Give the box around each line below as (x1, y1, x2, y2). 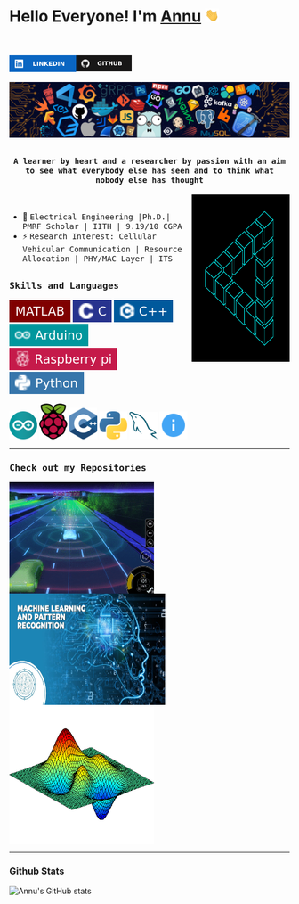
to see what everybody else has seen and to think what (25, 165, 274, 176)
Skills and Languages (9, 279, 119, 292)
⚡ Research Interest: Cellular (21, 231, 158, 242)
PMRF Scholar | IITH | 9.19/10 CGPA (21, 221, 182, 232)
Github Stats (9, 865, 65, 877)
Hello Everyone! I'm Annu (9, 6, 202, 27)
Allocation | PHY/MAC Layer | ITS (21, 254, 174, 264)
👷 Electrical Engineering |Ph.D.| (21, 211, 171, 222)
